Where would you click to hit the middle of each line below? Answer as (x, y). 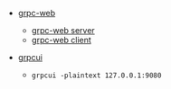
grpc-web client (62, 40)
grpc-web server (63, 30)
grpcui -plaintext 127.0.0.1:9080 (96, 76)
